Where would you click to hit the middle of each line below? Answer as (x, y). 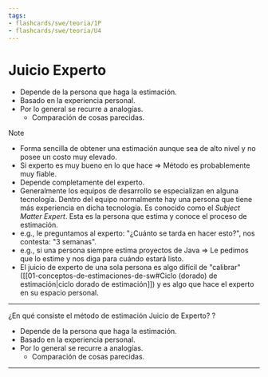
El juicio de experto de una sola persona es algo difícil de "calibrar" (130, 268)
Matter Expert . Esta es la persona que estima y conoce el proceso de (133, 216)
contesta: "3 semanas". (58, 242)
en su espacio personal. (59, 293)
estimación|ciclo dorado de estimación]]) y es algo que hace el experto (137, 284)
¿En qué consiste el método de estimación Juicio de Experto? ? (112, 315)
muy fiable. (38, 174)
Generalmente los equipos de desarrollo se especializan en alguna (129, 191)
